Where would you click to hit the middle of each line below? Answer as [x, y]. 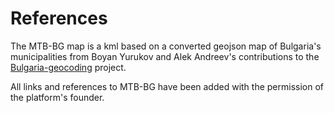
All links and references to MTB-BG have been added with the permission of [167, 86]
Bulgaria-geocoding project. [68, 67]
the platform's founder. [57, 97]
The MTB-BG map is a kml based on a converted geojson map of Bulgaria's [166, 46]
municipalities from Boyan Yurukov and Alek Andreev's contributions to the [165, 56]
